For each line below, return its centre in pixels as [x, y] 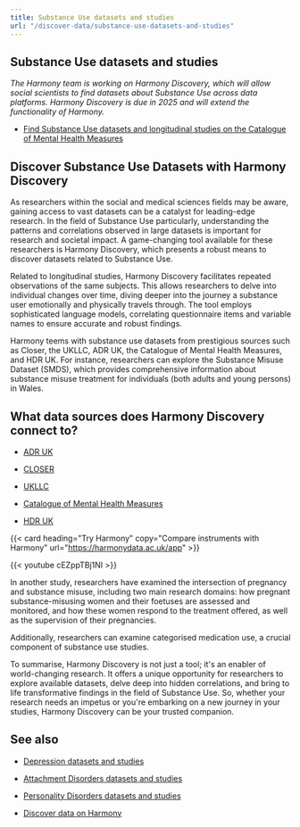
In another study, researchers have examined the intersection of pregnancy [149, 582]
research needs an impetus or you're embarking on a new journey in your [145, 702]
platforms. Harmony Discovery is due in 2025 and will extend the [130, 103]
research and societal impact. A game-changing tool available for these [142, 240]
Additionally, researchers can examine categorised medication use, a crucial [150, 637]
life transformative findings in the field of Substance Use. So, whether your [148, 692]
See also [34, 740]
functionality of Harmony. [58, 112]
